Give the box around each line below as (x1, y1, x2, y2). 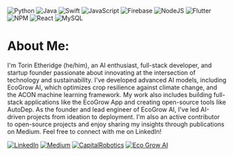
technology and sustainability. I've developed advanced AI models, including (7, 76, 227, 84)
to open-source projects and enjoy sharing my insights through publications (7, 120, 225, 128)
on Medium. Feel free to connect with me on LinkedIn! (7, 127, 162, 135)
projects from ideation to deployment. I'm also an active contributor (26, 112, 220, 121)
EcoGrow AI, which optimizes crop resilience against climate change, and (7, 83, 218, 92)
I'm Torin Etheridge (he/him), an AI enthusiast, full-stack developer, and (7, 61, 212, 69)
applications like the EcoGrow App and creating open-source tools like (24, 98, 226, 106)
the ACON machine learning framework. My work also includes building (7, 90, 212, 98)
